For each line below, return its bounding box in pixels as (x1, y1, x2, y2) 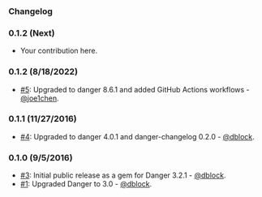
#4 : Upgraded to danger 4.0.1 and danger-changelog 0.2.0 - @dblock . (19, 131, 256, 141)
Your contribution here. (19, 46, 98, 56)
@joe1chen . (19, 93, 59, 103)
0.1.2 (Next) (8, 27, 55, 38)
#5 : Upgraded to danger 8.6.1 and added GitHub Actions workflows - (19, 84, 250, 94)
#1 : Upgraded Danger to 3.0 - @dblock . (19, 179, 152, 189)
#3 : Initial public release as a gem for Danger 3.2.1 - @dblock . (19, 170, 226, 180)
